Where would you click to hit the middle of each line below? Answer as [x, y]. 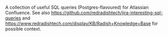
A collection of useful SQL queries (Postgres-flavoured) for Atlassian [77, 7]
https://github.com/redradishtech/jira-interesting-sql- [107, 13]
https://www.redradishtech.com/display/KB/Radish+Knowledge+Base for [82, 23]
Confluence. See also [28, 13]
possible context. [23, 29]
